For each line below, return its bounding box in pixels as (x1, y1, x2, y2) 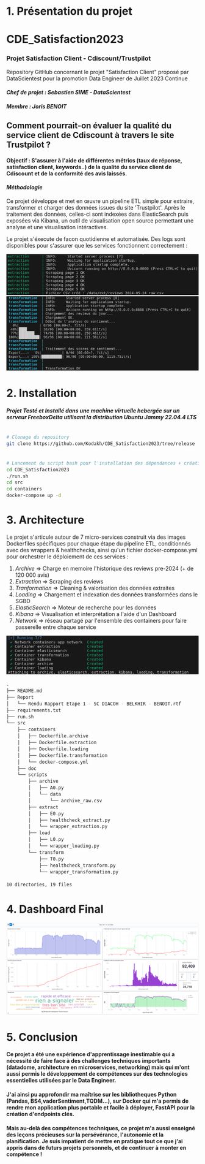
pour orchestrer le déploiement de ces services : (6, 553, 129, 560)
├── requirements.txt (6, 707, 62, 713)
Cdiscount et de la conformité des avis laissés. (6, 170, 128, 177)
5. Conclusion (6, 1030, 78, 1044)
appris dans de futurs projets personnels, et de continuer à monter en (6, 1144, 187, 1151)
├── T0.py (38, 856, 64, 862)
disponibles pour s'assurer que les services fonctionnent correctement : (6, 242, 188, 249)
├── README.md (6, 688, 43, 694)
